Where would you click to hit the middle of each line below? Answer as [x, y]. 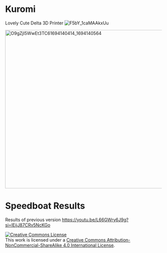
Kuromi [20, 9]
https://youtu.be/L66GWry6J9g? [95, 220]
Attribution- [119, 240]
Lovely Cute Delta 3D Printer [34, 23]
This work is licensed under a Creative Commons [55, 240]
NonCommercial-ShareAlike [34, 245]
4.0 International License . [89, 245]
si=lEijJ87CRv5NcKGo [28, 225]
